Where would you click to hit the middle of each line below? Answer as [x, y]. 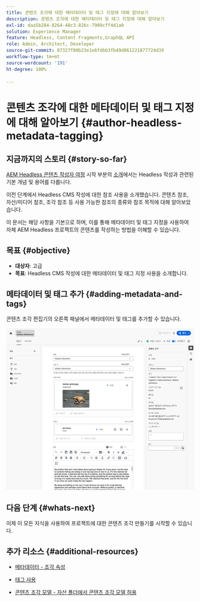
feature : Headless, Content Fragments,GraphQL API [70, 38]
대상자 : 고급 [29, 266]
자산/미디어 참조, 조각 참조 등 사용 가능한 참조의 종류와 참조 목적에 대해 [88, 202]
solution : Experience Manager [44, 32]
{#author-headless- [131, 123]
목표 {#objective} [38, 250]
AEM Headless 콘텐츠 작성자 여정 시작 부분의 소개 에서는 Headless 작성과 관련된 [100, 175]
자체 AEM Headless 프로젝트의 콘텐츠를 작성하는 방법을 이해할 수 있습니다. [93, 230]
